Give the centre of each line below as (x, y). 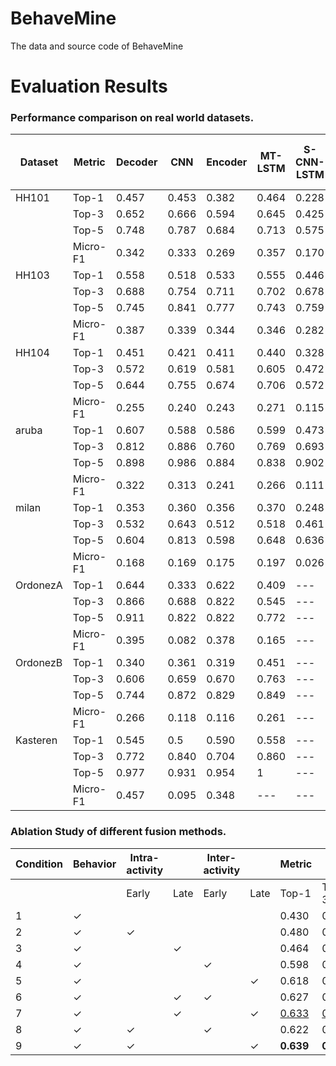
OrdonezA (39, 585)
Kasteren (36, 740)
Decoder (137, 162)
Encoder (227, 162)
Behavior (95, 864)
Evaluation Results (89, 86)
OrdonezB (39, 663)
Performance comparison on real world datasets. (132, 118)
